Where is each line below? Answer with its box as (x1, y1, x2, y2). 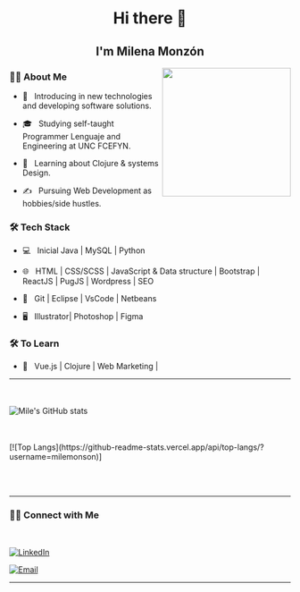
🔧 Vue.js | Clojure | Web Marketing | (21, 361, 159, 372)
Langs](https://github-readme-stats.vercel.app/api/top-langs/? (33, 442, 265, 452)
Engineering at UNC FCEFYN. (21, 140, 131, 151)
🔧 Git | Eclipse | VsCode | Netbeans (21, 293, 157, 304)
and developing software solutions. (21, 100, 152, 111)
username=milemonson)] (9, 452, 103, 462)
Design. (21, 167, 51, 178)
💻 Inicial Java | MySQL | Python (21, 245, 146, 256)
